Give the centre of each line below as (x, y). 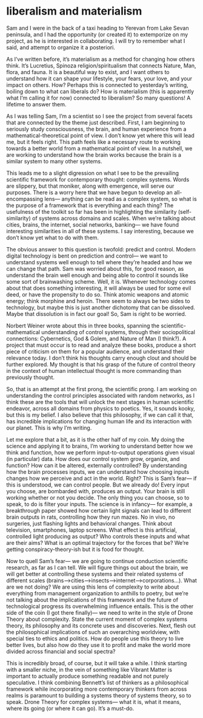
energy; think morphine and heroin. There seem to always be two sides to (98, 301)
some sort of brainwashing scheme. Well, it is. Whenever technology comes (101, 281)
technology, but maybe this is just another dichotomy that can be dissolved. (101, 307)
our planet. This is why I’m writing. (49, 428)
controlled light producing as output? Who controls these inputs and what (98, 536)
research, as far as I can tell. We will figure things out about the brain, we (97, 567)
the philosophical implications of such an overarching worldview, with (93, 632)
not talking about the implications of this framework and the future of (92, 600)
